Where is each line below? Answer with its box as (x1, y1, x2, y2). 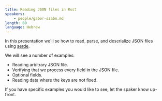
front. (5, 92, 16, 98)
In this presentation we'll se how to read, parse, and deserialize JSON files (5, 38, 153, 44)
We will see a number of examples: (5, 52, 75, 58)
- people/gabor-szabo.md (14, 16, 64, 21)
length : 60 (5, 20, 27, 25)
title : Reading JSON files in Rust (5, 7, 77, 12)
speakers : (5, 12, 25, 16)
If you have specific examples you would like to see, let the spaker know (5, 87, 149, 92)
